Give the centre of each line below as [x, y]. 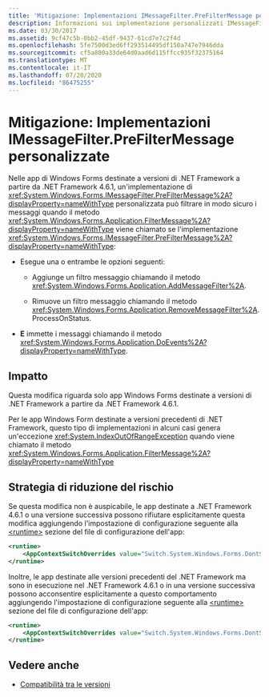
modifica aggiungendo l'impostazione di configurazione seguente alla [123, 523]
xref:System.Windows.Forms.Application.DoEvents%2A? [113, 342]
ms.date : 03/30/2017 [43, 30]
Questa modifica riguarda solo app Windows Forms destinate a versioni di [130, 395]
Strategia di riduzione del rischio [91, 487]
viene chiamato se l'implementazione [177, 230]
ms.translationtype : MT [48, 61]
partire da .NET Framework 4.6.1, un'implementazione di [100, 187]
